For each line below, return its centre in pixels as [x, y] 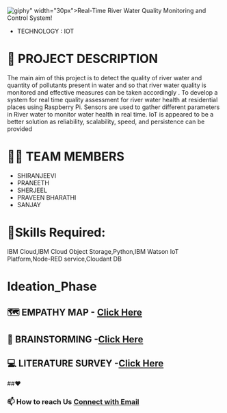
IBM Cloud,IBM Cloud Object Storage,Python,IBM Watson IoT [93, 251]
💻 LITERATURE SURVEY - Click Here [85, 364]
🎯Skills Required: [56, 233]
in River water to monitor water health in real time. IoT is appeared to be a [110, 114]
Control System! [30, 18]
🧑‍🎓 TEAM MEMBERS [66, 157]
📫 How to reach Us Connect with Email [73, 401]
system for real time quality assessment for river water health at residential [112, 99]
